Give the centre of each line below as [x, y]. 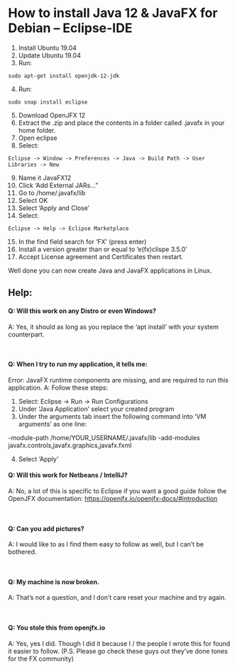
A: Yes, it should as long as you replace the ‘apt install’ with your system [114, 326]
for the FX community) [41, 659]
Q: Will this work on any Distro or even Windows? [82, 311]
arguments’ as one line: [53, 424]
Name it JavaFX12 [45, 177]
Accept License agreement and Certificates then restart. [101, 256]
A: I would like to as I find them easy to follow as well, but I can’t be [106, 544]
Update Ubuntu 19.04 [49, 55]
